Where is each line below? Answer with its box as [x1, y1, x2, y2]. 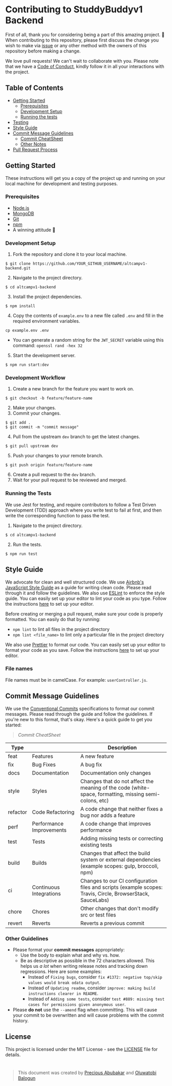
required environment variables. [12, 318, 80, 324]
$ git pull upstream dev [5, 443, 58, 449]
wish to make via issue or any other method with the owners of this [5, 42, 147, 48]
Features [32, 753, 54, 760]
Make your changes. [12, 405, 56, 411]
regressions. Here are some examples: [20, 968, 102, 975]
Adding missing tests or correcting [80, 835, 163, 842]
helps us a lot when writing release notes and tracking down [20, 963, 148, 969]
